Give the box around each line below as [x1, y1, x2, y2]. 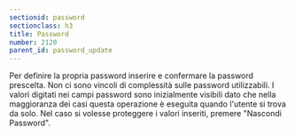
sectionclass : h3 [9, 21, 74, 30]
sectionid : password [9, 12, 86, 22]
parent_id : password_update [9, 46, 113, 55]
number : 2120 [9, 37, 58, 47]
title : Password [9, 29, 69, 38]
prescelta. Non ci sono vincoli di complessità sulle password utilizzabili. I [9, 80, 275, 91]
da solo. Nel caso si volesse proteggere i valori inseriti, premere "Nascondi [9, 108, 282, 119]
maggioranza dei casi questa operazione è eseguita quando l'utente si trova [9, 99, 286, 109]
